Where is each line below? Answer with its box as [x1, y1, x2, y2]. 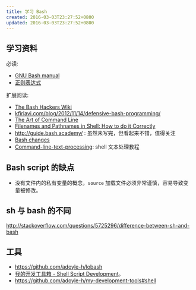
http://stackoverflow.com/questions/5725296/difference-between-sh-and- [6, 222, 190, 229]
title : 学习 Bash [6, 8, 48, 15]
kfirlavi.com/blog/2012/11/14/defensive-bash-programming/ [14, 110, 161, 117]
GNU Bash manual [14, 72, 60, 79]
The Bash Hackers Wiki [14, 103, 72, 111]
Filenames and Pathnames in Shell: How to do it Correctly [14, 122, 156, 130]
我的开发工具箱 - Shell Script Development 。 [14, 270, 124, 277]
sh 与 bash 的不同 [6, 206, 71, 216]
